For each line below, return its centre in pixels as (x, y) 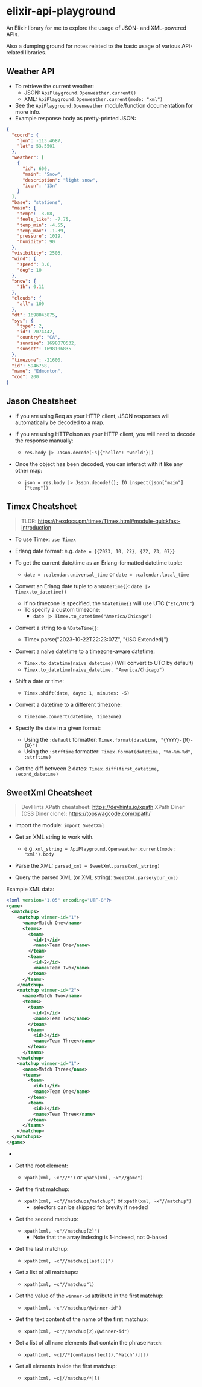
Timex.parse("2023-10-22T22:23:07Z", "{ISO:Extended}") (96, 639)
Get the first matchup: (42, 1189)
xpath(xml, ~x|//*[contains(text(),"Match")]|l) (86, 1355)
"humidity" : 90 (36, 242)
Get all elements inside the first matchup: (66, 1366)
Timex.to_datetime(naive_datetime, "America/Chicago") (94, 670)
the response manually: (44, 441)
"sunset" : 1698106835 (44, 349)
